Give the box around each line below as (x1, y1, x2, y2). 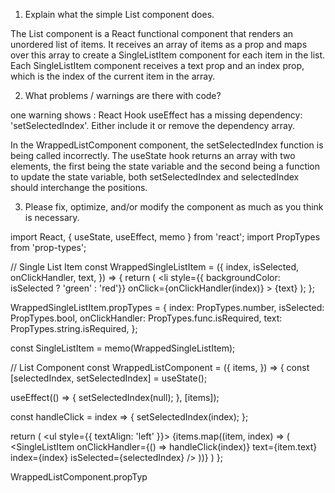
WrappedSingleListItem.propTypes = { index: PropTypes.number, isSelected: (10, 302, 325, 313)
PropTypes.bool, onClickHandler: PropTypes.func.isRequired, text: (10, 312, 283, 324)
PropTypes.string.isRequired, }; (10, 323, 138, 334)
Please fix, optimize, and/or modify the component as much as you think (24, 201, 324, 213)
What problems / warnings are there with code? (24, 90, 222, 101)
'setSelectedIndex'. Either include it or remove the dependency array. (10, 120, 295, 131)
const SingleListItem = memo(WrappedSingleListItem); (10, 342, 236, 354)
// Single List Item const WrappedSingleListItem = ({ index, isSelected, (10, 261, 300, 273)
